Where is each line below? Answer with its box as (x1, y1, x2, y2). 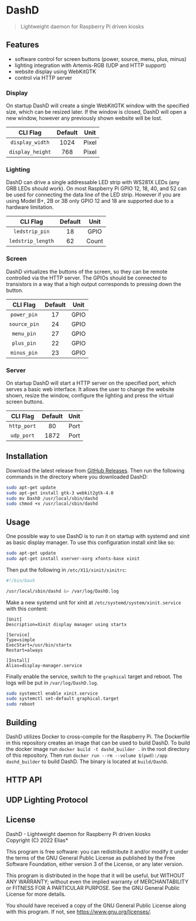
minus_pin (11, 349, 38, 356)
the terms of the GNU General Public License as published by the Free (6, 854, 176, 861)
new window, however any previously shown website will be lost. (6, 115, 163, 122)
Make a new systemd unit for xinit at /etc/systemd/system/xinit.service (6, 599, 181, 606)
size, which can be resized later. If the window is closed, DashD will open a (6, 108, 187, 115)
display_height (9, 149, 51, 155)
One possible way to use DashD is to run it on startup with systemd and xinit (6, 533, 190, 540)
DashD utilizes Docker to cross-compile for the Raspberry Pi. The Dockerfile (6, 733, 190, 740)
